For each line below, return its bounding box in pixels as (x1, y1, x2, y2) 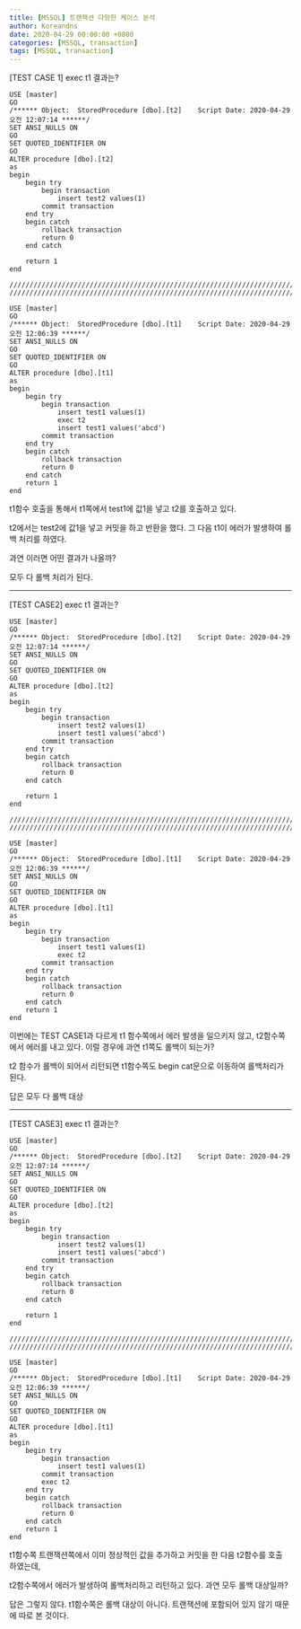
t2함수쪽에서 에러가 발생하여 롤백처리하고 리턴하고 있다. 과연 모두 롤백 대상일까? (9, 1580, 288, 1590)
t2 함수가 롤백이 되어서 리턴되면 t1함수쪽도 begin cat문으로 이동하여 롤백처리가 (9, 1061, 284, 1071)
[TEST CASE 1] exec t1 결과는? (9, 73, 119, 84)
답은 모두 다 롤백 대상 (9, 1091, 83, 1102)
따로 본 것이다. (18, 1610, 70, 1621)
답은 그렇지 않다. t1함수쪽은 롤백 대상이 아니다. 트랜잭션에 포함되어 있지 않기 (9, 1599, 273, 1610)
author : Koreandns (9, 22, 78, 31)
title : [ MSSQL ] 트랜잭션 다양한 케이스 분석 (9, 13, 156, 22)
